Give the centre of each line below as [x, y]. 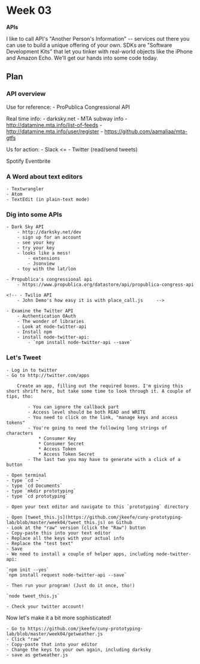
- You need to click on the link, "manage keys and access [103, 417]
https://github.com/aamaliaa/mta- [146, 131]
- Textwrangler [25, 189]
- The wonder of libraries [51, 322]
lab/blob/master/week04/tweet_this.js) [56, 522]
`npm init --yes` [28, 570]
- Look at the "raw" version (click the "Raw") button [76, 528]
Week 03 [29, 11]
